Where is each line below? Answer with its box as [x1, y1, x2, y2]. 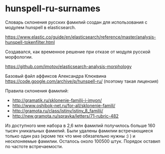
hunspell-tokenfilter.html [5, 39, 55, 45]
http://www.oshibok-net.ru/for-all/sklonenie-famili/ [12, 102, 116, 108]
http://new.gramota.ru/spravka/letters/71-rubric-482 [12, 113, 119, 119]
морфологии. [5, 54, 33, 60]
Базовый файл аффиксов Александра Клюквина [5, 73, 107, 79]
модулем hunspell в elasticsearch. [5, 24, 76, 30]
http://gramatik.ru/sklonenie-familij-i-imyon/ [12, 97, 102, 103]
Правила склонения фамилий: [5, 88, 69, 93]
